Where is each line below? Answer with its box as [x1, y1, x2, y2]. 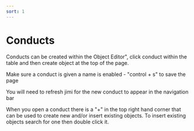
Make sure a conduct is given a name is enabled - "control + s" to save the [6, 71, 186, 78]
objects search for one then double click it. [6, 118, 109, 125]
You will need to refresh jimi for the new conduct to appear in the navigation [6, 88, 189, 95]
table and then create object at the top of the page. [6, 59, 129, 66]
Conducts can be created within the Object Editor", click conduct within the [6, 53, 187, 60]
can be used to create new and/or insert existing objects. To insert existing [6, 112, 186, 119]
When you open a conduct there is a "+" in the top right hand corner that [6, 106, 181, 113]
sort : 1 [6, 8, 25, 15]
